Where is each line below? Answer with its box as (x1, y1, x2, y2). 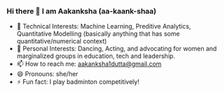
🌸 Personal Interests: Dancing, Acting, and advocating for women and (16, 45, 217, 53)
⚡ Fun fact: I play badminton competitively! (16, 78, 140, 86)
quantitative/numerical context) (16, 37, 107, 45)
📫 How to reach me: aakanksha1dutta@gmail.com (16, 59, 162, 69)
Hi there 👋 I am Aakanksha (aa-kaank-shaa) (6, 6, 157, 16)
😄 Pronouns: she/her (16, 70, 78, 78)
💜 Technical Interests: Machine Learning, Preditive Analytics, (16, 22, 191, 31)
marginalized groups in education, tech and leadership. (16, 52, 176, 60)
